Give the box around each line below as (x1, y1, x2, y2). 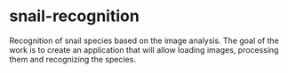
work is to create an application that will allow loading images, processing (9, 44, 279, 55)
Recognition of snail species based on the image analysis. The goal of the (9, 35, 280, 46)
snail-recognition (9, 6, 140, 26)
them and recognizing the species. (9, 54, 136, 64)
